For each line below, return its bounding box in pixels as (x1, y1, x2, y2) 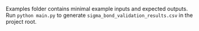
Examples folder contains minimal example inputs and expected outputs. (5, 5, 188, 12)
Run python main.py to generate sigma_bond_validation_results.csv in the (5, 12, 194, 19)
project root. (5, 18, 37, 25)
